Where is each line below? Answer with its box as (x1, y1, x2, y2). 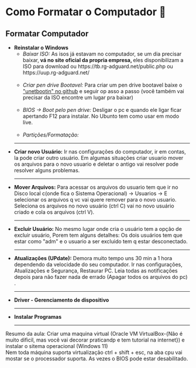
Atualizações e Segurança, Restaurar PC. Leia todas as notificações (13, 267, 178, 274)
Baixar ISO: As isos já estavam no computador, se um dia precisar (22, 50, 182, 57)
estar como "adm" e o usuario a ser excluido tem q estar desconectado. (13, 238, 188, 245)
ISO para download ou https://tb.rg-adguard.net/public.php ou (22, 63, 173, 70)
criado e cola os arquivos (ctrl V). (13, 209, 95, 216)
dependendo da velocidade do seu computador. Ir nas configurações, (13, 261, 183, 268)
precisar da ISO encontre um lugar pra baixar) (22, 94, 134, 101)
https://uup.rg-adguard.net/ (22, 69, 90, 76)
